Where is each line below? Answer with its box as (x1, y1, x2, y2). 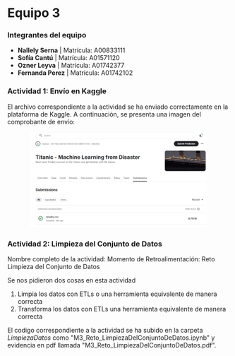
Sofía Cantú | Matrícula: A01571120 (17, 54, 120, 62)
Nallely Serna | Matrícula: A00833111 (17, 46, 126, 54)
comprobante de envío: (7, 117, 76, 126)
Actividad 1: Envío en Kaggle (7, 86, 107, 96)
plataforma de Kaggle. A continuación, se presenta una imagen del (7, 109, 201, 118)
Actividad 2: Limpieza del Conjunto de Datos (7, 239, 162, 249)
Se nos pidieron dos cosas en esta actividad (7, 276, 136, 285)
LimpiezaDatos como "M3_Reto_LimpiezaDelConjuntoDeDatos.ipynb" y (7, 333, 215, 342)
